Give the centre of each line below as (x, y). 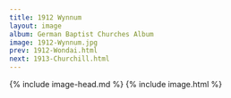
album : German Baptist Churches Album (81, 34)
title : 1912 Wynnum (46, 17)
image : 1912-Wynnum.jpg (54, 42)
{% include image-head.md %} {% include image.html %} (115, 84)
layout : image (36, 26)
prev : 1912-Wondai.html (54, 51)
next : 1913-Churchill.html (60, 59)
